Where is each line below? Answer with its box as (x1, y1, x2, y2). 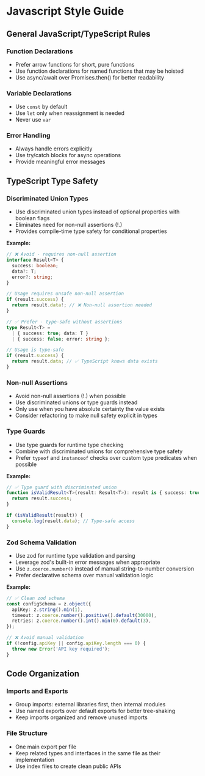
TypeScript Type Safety (6, 176, 99, 186)
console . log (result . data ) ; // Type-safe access (12, 518, 135, 524)
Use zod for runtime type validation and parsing (15, 552, 135, 559)
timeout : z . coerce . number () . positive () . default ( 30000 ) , (12, 612, 157, 618)
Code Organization (6, 668, 80, 679)
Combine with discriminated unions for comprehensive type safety (15, 448, 183, 455)
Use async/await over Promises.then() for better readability (15, 73, 165, 81)
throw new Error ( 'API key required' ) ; (12, 646, 111, 652)
